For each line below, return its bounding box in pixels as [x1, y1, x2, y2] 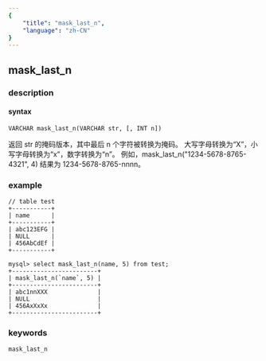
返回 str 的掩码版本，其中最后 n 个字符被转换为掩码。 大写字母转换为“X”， [8, 139, 252, 149]
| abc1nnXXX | [8, 288, 102, 297]
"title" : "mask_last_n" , [22, 19, 105, 27]
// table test [8, 198, 56, 206]
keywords [8, 327, 48, 338]
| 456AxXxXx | [8, 302, 102, 310]
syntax [8, 107, 32, 116]
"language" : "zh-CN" [22, 26, 91, 34]
